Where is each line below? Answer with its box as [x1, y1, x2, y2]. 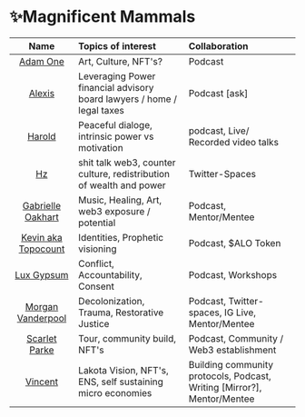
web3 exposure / [78, 204, 152, 217]
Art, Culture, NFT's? [78, 55, 163, 67]
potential [78, 216, 116, 229]
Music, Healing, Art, [78, 194, 162, 206]
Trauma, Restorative [78, 306, 164, 319]
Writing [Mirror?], [188, 381, 262, 393]
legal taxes [78, 104, 124, 116]
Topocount [18, 243, 65, 255]
